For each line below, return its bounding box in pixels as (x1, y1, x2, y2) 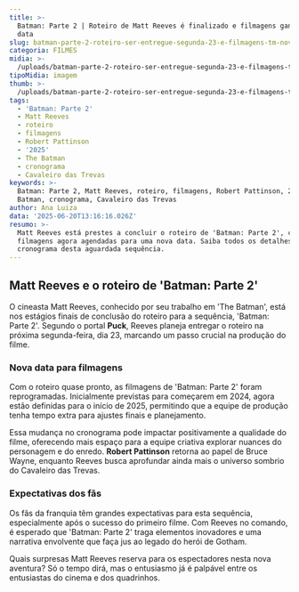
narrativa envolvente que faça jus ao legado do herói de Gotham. (9, 536, 247, 547)
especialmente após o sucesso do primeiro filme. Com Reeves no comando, (9, 517, 288, 528)
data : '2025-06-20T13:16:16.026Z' (9, 211, 138, 221)
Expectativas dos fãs (9, 487, 102, 499)
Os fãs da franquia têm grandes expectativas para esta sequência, (9, 507, 254, 518)
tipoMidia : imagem (9, 71, 77, 80)
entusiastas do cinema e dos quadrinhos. (9, 572, 160, 583)
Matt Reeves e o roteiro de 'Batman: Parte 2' (9, 278, 259, 293)
